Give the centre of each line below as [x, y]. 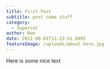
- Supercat [25, 28]
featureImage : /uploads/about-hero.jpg [55, 44]
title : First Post [29, 11]
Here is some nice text [33, 61]
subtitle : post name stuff [39, 17]
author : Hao [21, 33]
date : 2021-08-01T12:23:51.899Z [46, 39]
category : [18, 22]
